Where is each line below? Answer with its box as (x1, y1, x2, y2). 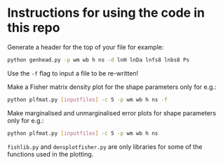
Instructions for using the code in (7, 5, 205, 21)
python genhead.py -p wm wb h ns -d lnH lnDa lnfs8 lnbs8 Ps (7, 56, 190, 64)
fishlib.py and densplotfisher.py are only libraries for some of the (7, 142, 203, 151)
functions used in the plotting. (7, 150, 94, 158)
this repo (7, 20, 60, 36)
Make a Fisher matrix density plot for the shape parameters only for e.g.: (7, 82, 217, 91)
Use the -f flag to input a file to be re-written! (7, 69, 139, 78)
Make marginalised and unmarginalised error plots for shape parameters (7, 108, 216, 117)
